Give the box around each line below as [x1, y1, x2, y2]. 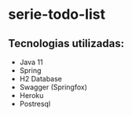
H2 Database [19, 74, 63, 83]
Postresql [19, 100, 51, 108]
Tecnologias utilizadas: [8, 37, 124, 50]
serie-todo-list [8, 5, 106, 24]
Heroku [19, 91, 44, 100]
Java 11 [19, 57, 43, 67]
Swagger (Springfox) [19, 82, 88, 92]
